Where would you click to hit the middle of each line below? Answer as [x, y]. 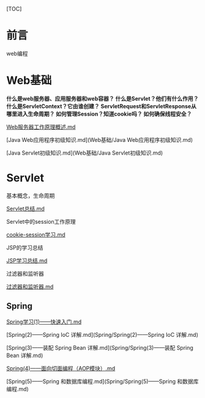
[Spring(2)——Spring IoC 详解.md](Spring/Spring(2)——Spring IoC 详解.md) [102, 334]
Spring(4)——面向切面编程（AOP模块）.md [61, 368]
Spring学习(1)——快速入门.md [44, 322]
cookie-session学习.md [36, 234]
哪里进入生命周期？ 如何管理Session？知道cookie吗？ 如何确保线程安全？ [99, 114]
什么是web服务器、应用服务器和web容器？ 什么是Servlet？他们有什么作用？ [102, 98]
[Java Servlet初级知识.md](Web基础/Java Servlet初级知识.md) [85, 153]
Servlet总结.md [25, 208]
